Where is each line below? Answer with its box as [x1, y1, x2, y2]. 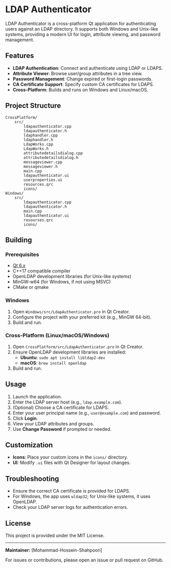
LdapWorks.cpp [23, 142, 53, 147]
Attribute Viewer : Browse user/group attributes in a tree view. [12, 70, 143, 76]
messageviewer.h [23, 164, 58, 169]
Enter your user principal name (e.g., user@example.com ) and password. [12, 410, 161, 416]
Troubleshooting [5, 474, 60, 483]
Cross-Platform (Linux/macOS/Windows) [5, 332, 110, 339]
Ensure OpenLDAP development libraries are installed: [12, 349, 126, 355]
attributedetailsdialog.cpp [23, 150, 83, 156]
